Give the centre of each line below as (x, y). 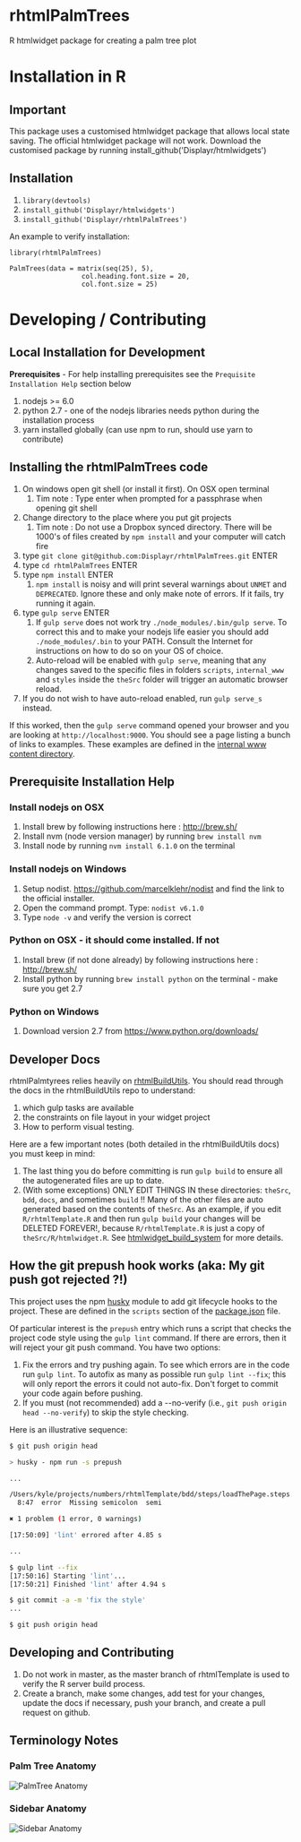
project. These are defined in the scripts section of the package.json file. (145, 1311)
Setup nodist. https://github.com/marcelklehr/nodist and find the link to (153, 889)
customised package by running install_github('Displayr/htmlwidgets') (138, 150)
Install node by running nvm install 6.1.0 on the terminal (129, 846)
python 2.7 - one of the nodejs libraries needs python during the (141, 410)
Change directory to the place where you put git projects (127, 517)
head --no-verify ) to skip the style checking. (106, 1412)
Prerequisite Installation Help (92, 782)
